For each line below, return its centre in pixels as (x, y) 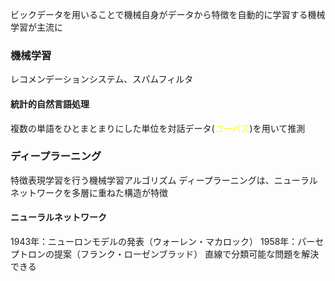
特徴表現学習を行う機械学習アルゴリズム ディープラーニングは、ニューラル (164, 180)
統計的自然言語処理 (50, 104)
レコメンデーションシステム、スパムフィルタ (102, 79)
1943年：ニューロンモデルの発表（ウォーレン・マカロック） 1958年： (154, 241)
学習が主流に (36, 27)
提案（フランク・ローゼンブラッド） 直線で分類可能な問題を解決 (186, 254)
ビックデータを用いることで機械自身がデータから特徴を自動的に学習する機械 (168, 14)
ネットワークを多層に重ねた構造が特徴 (89, 192)
